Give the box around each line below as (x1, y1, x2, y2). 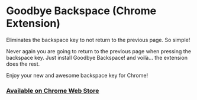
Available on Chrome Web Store (6, 86, 99, 95)
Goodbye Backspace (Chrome (6, 4, 157, 18)
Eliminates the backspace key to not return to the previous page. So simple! (6, 36, 190, 43)
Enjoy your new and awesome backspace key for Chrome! (6, 72, 148, 79)
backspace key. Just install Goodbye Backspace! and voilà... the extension (6, 54, 188, 61)
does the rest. (6, 60, 40, 67)
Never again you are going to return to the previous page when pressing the (6, 47, 191, 54)
